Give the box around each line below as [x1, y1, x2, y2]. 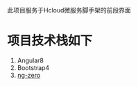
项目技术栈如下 [7, 33, 93, 49]
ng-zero [17, 71, 41, 79]
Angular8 [17, 56, 44, 64]
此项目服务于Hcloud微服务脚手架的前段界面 [7, 6, 132, 14]
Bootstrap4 [17, 63, 50, 71]
